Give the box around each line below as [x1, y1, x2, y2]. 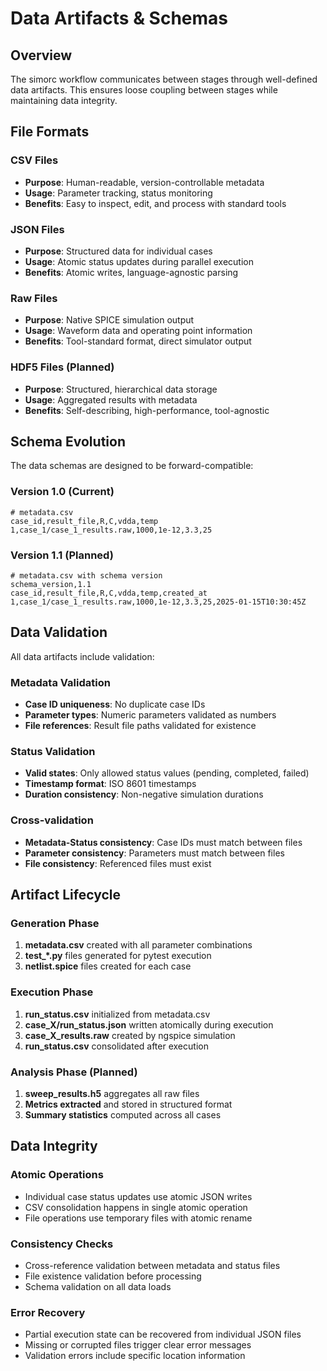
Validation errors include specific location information [24, 1350, 246, 1362]
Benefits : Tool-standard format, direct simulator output [24, 335, 252, 347]
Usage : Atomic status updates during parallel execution [24, 255, 254, 267]
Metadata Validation [10, 675, 111, 689]
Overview [10, 47, 73, 64]
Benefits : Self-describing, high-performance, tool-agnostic [24, 404, 270, 416]
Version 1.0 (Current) [10, 485, 115, 499]
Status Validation [10, 745, 96, 759]
